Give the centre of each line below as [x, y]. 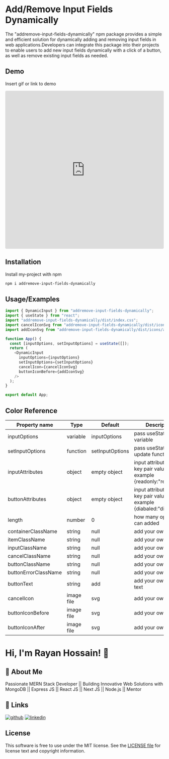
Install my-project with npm [33, 274]
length [15, 520]
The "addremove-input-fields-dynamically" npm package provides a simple [83, 34]
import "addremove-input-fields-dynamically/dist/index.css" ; [72, 320]
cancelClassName [29, 556]
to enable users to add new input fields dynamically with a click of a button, [83, 50]
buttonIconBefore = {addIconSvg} [51, 372]
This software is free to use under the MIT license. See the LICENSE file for [83, 745]
